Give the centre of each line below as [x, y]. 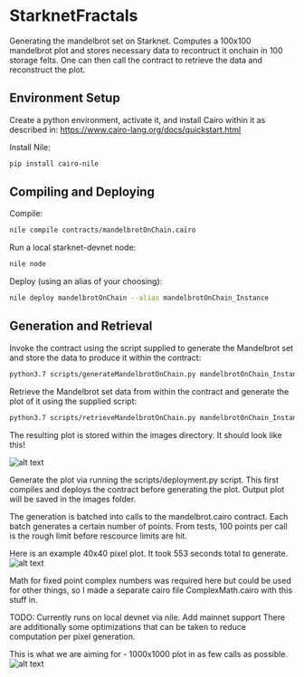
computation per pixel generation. [72, 636]
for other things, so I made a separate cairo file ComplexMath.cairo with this [151, 590]
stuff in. [24, 599]
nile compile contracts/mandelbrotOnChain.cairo [103, 230]
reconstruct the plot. [47, 70]
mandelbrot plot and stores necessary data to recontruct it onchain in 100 [146, 50]
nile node [28, 264]
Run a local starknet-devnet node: [73, 248]
